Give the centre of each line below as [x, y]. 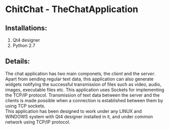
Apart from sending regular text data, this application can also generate [79, 79]
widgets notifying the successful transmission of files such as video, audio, [83, 84]
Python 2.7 [24, 46]
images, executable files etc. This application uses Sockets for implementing [85, 90]
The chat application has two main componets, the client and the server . [80, 73]
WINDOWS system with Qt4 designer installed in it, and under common [79, 116]
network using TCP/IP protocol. [38, 122]
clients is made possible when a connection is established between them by [84, 100]
